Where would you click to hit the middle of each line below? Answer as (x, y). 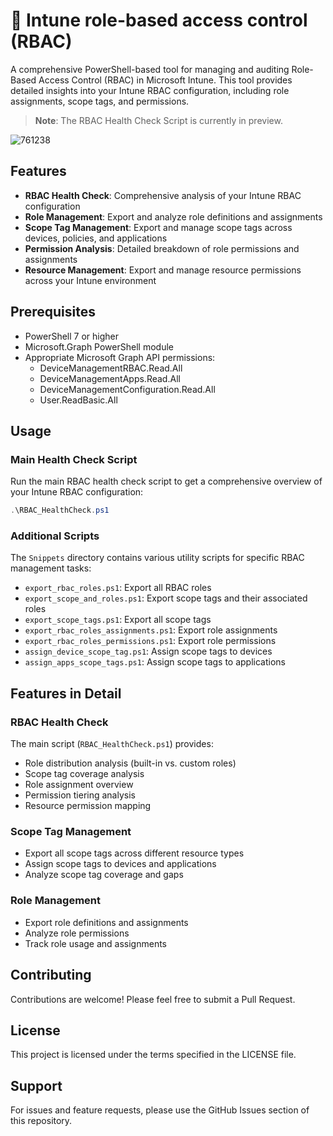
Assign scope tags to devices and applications (120, 864)
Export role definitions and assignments (106, 922)
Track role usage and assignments (95, 943)
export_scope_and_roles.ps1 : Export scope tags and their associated (166, 598)
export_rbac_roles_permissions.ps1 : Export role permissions (150, 641)
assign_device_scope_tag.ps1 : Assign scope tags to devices (148, 651)
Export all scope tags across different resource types (134, 853)
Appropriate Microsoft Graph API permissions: (120, 357)
